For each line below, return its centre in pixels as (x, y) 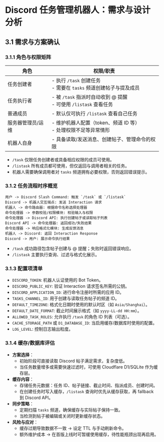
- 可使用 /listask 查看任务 (82, 104)
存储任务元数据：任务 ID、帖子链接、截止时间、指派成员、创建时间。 (88, 385)
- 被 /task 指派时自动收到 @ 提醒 (90, 97)
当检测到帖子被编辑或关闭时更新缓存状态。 (62, 416)
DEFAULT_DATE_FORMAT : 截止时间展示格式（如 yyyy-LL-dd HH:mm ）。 (77, 311)
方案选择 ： (23, 355)
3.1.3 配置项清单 (24, 269)
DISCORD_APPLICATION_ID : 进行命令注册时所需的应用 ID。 (68, 293)
